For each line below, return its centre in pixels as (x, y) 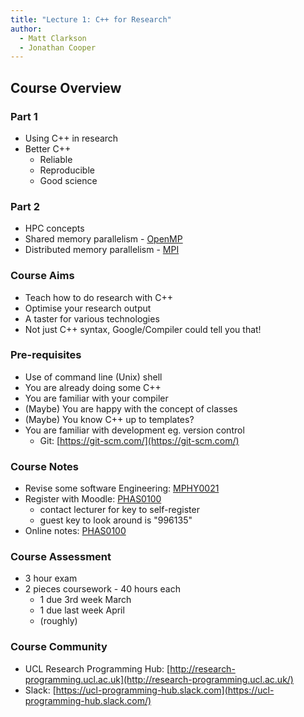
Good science (68, 180)
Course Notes (45, 466)
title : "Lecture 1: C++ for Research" (91, 19)
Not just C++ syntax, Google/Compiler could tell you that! (143, 329)
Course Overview (66, 87)
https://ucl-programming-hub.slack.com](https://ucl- (165, 690)
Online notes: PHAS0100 (75, 531)
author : (26, 29)
